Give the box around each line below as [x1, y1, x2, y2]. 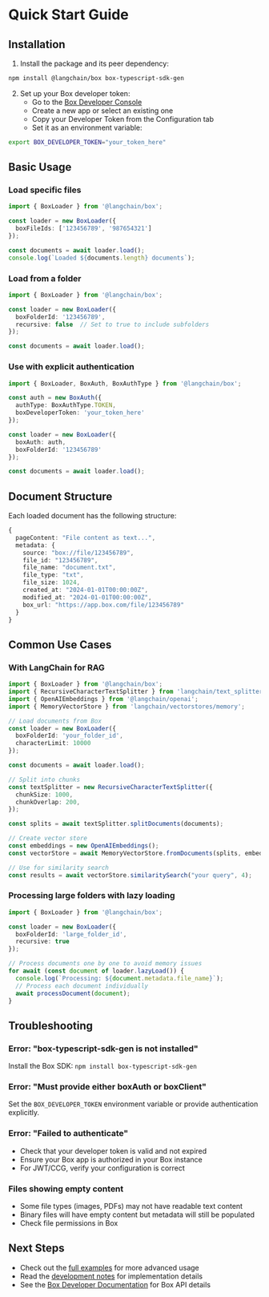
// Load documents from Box [8, 717, 102, 725]
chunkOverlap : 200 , [15, 798, 81, 806]
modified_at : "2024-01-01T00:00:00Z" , [22, 593, 152, 602]
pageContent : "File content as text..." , [15, 534, 156, 542]
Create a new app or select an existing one [31, 106, 174, 115]
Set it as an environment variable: [31, 123, 143, 132]
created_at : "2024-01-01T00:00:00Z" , [22, 586, 149, 594]
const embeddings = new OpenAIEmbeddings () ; [8, 842, 159, 850]
